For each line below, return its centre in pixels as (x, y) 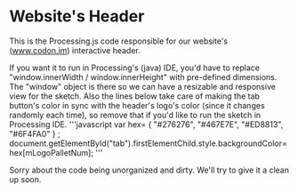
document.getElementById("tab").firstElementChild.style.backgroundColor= (148, 143)
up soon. (25, 179)
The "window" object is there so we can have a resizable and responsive (142, 86)
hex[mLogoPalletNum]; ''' (56, 152)
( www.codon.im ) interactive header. (75, 50)
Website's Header (77, 16)
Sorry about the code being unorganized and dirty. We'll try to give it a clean (149, 170)
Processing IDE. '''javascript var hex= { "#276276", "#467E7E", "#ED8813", (146, 124)
